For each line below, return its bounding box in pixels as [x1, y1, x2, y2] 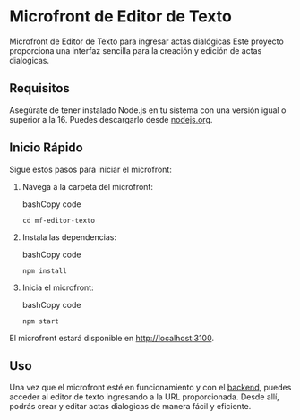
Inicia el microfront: [21, 282, 94, 293]
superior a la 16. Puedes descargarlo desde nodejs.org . [9, 114, 213, 124]
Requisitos [9, 81, 70, 96]
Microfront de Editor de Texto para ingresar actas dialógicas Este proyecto [9, 36, 284, 47]
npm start [21, 316, 60, 326]
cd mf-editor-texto [21, 216, 96, 225]
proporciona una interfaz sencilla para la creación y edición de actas [9, 45, 262, 56]
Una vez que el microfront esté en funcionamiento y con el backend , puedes [9, 382, 292, 393]
